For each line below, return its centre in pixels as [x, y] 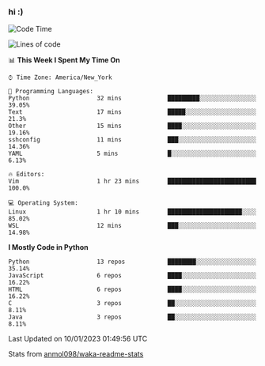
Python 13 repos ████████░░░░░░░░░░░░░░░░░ [132, 262]
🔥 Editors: [26, 175]
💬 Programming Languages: [51, 92]
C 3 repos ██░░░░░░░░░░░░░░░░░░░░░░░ [132, 304]
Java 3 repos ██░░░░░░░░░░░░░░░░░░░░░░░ [132, 317]
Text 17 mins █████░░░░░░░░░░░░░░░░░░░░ [132, 112]
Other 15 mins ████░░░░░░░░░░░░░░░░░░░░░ [132, 126]
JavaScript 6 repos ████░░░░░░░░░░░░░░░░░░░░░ [132, 276]
